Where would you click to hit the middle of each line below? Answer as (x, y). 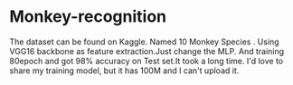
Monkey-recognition (88, 17)
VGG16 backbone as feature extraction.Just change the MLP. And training (147, 51)
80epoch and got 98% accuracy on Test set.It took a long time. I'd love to (146, 61)
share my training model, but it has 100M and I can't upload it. (124, 71)
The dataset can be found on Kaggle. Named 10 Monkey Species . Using (144, 42)
